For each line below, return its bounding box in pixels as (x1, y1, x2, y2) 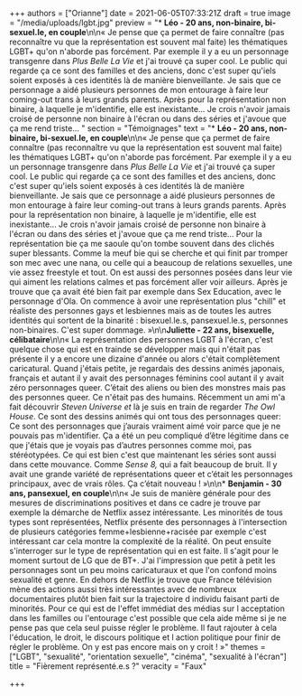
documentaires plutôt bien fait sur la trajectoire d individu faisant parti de (9, 594, 279, 604)
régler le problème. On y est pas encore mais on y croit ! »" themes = (9, 642, 266, 652)
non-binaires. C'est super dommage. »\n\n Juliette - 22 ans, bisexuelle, (9, 324, 275, 335)
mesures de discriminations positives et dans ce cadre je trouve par (9, 497, 261, 508)
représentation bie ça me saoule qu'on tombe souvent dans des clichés (9, 239, 275, 249)
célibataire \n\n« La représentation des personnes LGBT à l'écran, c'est (9, 334, 273, 344)
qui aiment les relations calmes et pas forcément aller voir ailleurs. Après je (9, 277, 288, 287)
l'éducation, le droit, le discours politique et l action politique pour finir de (9, 632, 281, 643)
